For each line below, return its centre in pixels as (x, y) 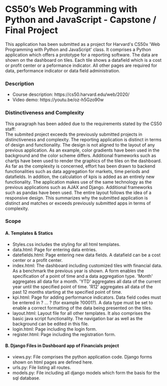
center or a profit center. (38, 260)
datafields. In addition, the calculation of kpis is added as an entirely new (80, 177)
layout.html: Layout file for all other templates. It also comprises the (82, 313)
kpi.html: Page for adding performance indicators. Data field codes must (86, 297)
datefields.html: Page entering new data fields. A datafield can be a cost (86, 255)
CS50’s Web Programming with (71, 9)
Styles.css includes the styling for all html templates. (66, 244)
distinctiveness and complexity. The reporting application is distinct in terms (83, 139)
